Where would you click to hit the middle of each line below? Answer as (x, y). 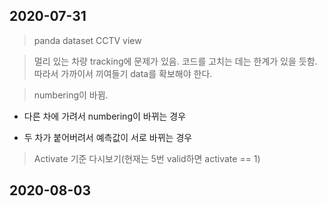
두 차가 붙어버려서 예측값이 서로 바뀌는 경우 (108, 137)
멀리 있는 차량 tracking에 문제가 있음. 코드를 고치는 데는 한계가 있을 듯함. (175, 61)
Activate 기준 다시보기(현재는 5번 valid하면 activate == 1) (147, 158)
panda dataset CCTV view (87, 40)
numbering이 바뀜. (71, 95)
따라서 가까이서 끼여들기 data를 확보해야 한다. (123, 73)
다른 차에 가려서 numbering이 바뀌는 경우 (105, 116)
